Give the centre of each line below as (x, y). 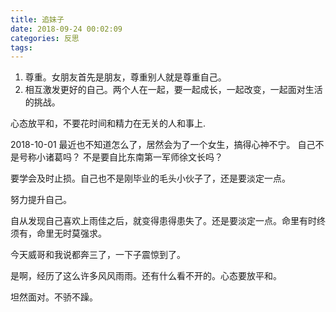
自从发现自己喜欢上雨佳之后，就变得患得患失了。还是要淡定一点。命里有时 (163, 221)
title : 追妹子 (37, 19)
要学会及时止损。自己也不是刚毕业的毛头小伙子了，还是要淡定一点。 (150, 178)
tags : (21, 47)
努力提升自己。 (41, 200)
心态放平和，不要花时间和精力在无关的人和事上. (108, 123)
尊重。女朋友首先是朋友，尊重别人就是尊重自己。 (125, 77)
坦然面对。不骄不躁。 (54, 297)
